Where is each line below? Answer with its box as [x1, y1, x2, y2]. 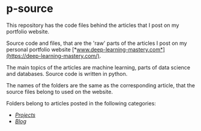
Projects [14, 111, 36, 118]
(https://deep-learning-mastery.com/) [6, 52, 100, 59]
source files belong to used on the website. [6, 88, 113, 95]
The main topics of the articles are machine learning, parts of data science [6, 63, 191, 71]
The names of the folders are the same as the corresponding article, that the [6, 81, 195, 89]
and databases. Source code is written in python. [6, 70, 128, 77]
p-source [6, 2, 53, 16]
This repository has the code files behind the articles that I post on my [6, 22, 179, 29]
